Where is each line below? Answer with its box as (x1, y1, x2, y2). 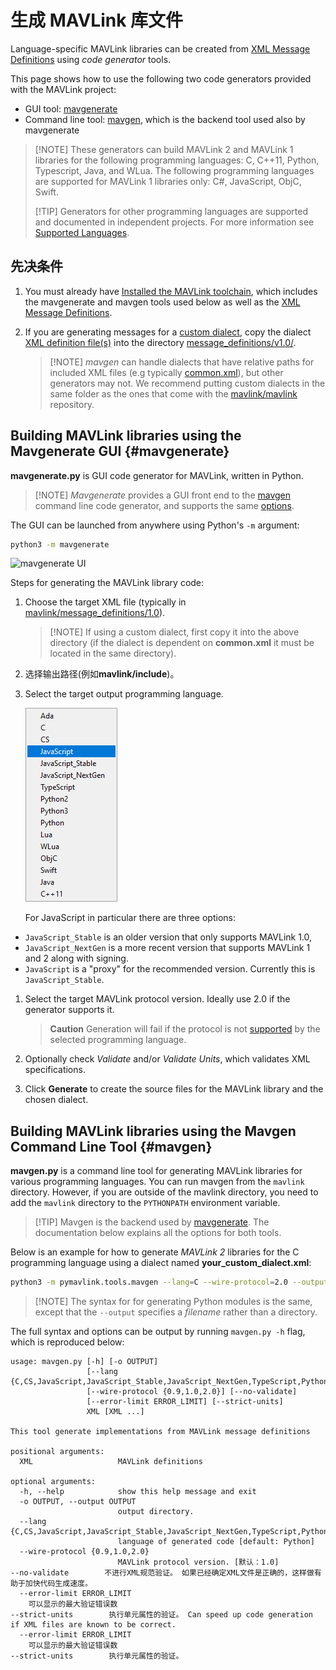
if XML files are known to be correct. (10, 1620, 177, 1630)
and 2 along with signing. (24, 952, 129, 965)
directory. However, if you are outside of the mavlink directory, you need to (10, 1186, 319, 1198)
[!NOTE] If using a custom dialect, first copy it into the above (49, 626, 300, 638)
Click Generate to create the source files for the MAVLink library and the (24, 1083, 324, 1095)
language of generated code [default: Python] (117, 1537, 315, 1547)
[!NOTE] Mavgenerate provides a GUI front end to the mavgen (34, 489, 292, 501)
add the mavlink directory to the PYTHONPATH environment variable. (10, 1197, 281, 1209)
